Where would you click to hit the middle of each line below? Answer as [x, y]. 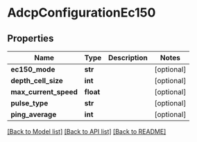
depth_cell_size [37, 81]
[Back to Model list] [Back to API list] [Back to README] [87, 132]
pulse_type [29, 103]
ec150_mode [33, 69]
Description [128, 58]
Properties [31, 38]
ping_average [34, 114]
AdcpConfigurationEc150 [82, 13]
